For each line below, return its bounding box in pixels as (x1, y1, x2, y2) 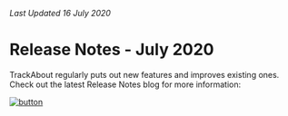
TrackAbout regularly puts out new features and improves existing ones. (9, 69, 280, 80)
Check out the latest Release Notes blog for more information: (9, 79, 242, 90)
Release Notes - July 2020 (9, 40, 214, 60)
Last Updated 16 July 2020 (9, 8, 112, 18)
